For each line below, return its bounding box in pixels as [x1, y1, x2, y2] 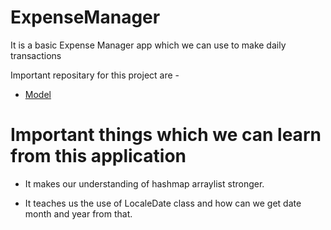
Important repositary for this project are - [10, 69, 180, 81]
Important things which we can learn [10, 124, 322, 146]
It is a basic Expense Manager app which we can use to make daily [10, 39, 287, 51]
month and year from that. [24, 207, 133, 220]
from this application [10, 145, 187, 168]
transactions [10, 49, 62, 61]
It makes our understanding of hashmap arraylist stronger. [24, 177, 265, 190]
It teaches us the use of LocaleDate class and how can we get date [24, 197, 302, 209]
